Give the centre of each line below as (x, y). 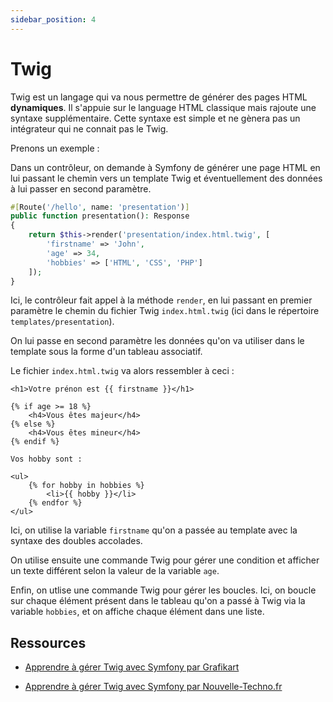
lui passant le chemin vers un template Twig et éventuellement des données (166, 178)
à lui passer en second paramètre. (81, 188)
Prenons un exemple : (55, 148)
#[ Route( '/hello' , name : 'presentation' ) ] (100, 207)
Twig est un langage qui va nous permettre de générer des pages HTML (159, 97)
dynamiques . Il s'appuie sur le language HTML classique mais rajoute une (163, 107)
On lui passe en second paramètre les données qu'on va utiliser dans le (157, 341)
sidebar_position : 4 (53, 19)
